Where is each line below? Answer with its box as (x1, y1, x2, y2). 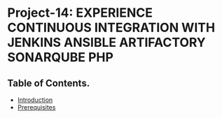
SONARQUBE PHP (7, 50, 114, 66)
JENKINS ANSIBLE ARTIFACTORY (7, 35, 207, 50)
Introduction (17, 96, 53, 104)
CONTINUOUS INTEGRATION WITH (7, 20, 216, 36)
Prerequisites (17, 103, 56, 111)
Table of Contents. (7, 77, 90, 89)
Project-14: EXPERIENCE (7, 5, 153, 21)
